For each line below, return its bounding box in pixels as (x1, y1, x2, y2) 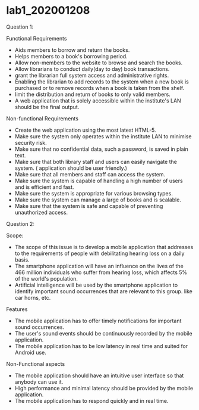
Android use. (14, 349, 46, 356)
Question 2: (6, 220, 34, 227)
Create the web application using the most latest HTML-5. (14, 126, 156, 133)
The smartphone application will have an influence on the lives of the (14, 262, 184, 269)
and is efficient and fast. (14, 183, 74, 191)
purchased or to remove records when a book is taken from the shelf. (14, 84, 185, 91)
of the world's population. (14, 275, 78, 282)
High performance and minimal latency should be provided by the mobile (14, 384, 194, 392)
